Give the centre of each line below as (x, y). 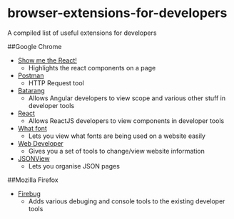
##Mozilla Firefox (33, 180)
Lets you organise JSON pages (74, 166)
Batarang (31, 90)
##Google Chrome (35, 46)
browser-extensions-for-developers (117, 13)
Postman (31, 75)
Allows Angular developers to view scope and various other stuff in (127, 98)
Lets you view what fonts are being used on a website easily (117, 136)
